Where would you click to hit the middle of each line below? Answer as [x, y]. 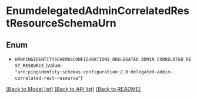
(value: [54, 65]
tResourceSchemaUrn [61, 23]
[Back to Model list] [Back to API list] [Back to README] [74, 89]
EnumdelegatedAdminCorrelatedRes [98, 11]
